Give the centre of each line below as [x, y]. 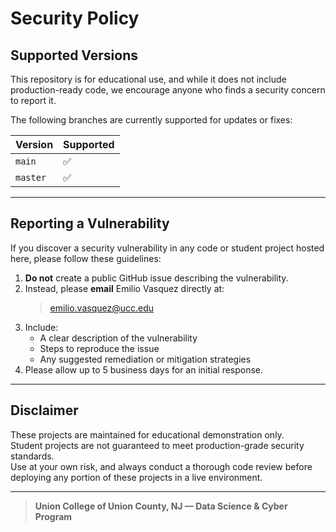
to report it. [33, 100]
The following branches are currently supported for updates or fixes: [151, 120]
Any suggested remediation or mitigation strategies [145, 359]
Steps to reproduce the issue [99, 348]
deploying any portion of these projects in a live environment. [136, 477]
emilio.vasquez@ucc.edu [102, 308]
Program [53, 516]
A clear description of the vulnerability [118, 338]
